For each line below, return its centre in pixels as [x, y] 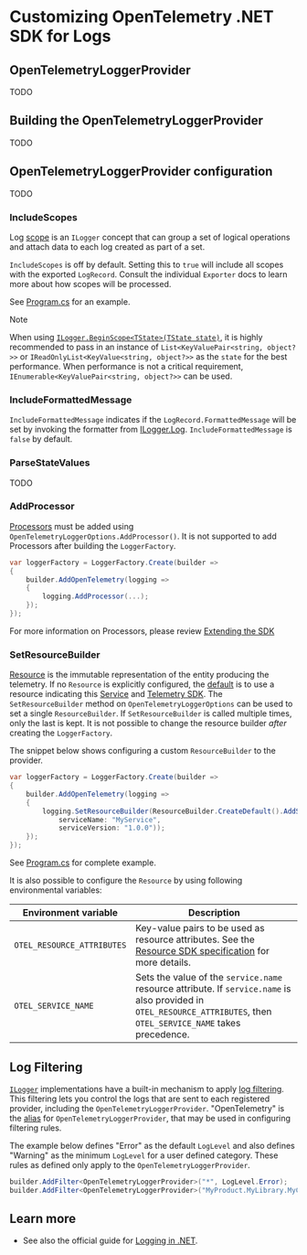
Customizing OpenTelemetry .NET [142, 17]
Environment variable [70, 913]
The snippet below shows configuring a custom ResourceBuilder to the [143, 751]
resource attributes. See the [195, 939]
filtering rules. [36, 1128]
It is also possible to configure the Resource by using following [126, 881]
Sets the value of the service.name [209, 978]
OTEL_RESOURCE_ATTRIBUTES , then [204, 1012]
